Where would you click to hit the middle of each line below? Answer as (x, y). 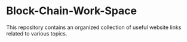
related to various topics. (37, 33)
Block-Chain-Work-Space (72, 11)
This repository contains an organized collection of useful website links (94, 27)
